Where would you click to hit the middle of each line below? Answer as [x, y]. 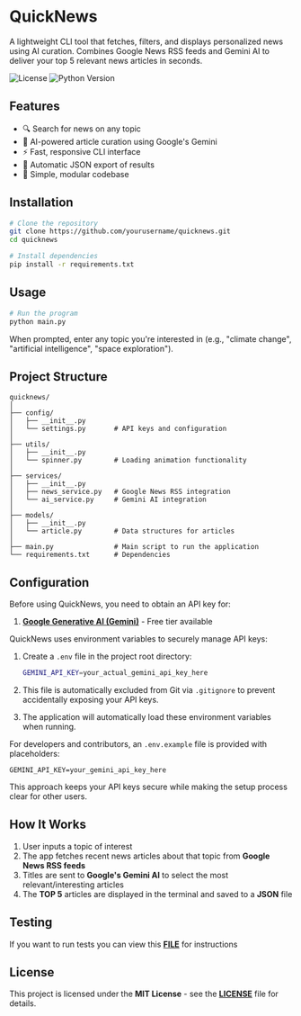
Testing [31, 923]
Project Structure [58, 377]
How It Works [48, 825]
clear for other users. [49, 796]
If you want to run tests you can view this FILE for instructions [124, 944]
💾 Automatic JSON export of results [89, 165]
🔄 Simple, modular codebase [75, 174]
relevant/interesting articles [73, 885]
